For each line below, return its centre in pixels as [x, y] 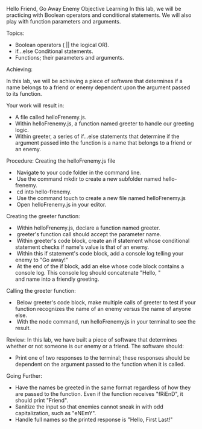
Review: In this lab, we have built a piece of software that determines [92, 340]
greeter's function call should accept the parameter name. [89, 234]
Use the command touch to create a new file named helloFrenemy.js [101, 198]
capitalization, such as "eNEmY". [55, 413]
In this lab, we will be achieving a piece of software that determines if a [94, 81]
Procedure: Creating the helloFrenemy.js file [61, 161]
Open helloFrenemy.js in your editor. [62, 205]
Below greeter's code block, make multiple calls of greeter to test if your [106, 302]
